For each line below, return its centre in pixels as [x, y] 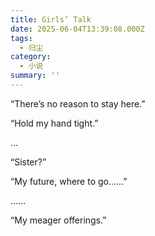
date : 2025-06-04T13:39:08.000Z [77, 29]
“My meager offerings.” [58, 220]
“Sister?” [28, 162]
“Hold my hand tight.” [54, 123]
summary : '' [35, 76]
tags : [21, 38]
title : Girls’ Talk [51, 19]
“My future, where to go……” [69, 181]
